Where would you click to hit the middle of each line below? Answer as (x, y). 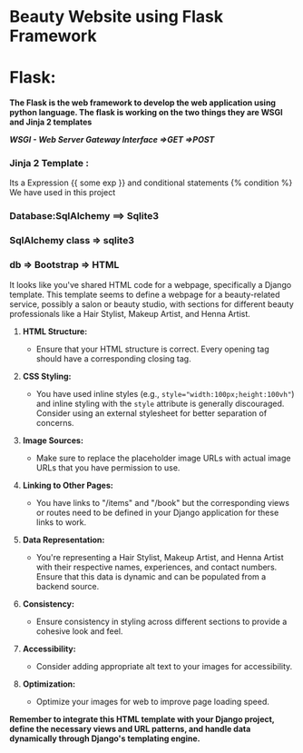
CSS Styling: (47, 376)
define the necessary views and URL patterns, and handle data (130, 728)
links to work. (61, 522)
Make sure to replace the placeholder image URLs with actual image (163, 458)
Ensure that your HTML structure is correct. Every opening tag (152, 349)
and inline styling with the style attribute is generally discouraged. (160, 403)
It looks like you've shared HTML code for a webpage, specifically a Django (151, 284)
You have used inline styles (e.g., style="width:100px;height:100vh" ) (165, 393)
